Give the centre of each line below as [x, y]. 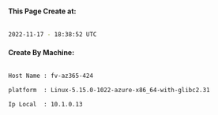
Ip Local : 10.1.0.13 [45, 105]
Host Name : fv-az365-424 [51, 76]
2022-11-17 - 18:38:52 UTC [53, 35]
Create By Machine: [41, 52]
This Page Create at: [42, 11]
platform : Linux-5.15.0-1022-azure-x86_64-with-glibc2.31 [109, 91]
